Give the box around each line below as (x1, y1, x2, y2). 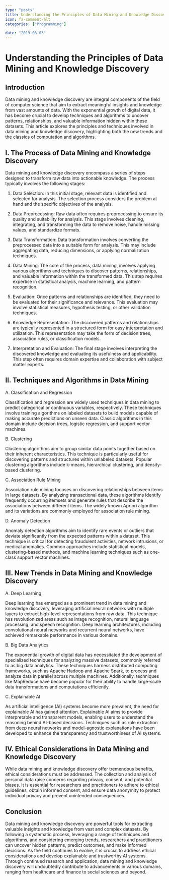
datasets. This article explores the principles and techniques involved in (5, 123, 154, 129)
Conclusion (5, 807, 42, 816)
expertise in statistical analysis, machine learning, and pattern (12, 278, 141, 284)
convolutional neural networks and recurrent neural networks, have (5, 626, 145, 633)
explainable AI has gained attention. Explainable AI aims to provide (5, 709, 143, 715)
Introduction (5, 83, 45, 91)
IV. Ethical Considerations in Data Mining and (5, 744, 149, 753)
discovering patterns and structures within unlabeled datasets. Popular (5, 456, 152, 462)
